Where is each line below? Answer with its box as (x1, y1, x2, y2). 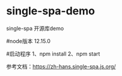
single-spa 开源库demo (6, 25, 64, 32)
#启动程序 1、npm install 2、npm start (6, 50, 100, 57)
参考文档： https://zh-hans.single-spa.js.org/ (6, 63, 116, 70)
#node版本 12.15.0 (6, 37, 51, 44)
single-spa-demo (6, 4, 95, 18)
